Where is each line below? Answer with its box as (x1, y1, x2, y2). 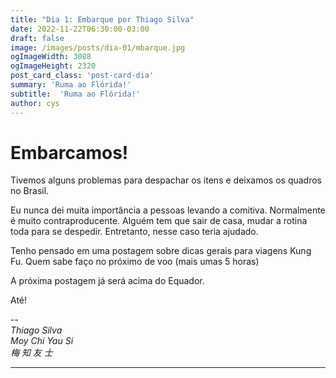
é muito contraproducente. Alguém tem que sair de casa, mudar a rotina (10, 215, 308, 227)
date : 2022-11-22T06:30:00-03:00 (10, 24, 150, 34)
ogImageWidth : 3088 (10, 52, 92, 62)
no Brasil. (10, 185, 50, 197)
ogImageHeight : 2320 (10, 61, 97, 71)
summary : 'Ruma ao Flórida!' (10, 80, 132, 90)
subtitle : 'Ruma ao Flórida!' (10, 89, 141, 99)
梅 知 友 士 (10, 347, 53, 359)
